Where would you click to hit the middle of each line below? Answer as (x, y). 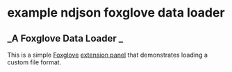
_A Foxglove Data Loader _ (65, 38)
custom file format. (34, 62)
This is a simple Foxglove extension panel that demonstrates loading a (108, 55)
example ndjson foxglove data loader (116, 13)
